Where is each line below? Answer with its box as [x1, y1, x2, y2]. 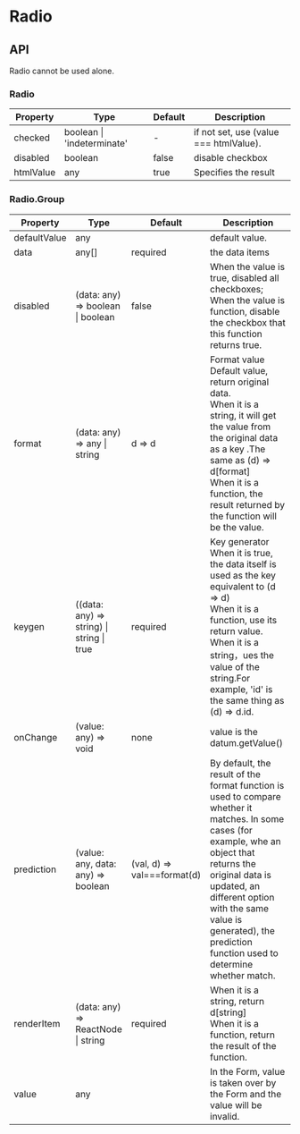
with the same [209, 901, 270, 914]
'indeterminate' [63, 137, 128, 149]
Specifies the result [193, 166, 275, 179]
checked [13, 131, 51, 144]
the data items [209, 246, 270, 258]
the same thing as [209, 694, 285, 707]
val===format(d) [130, 868, 202, 881]
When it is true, [209, 546, 274, 559]
